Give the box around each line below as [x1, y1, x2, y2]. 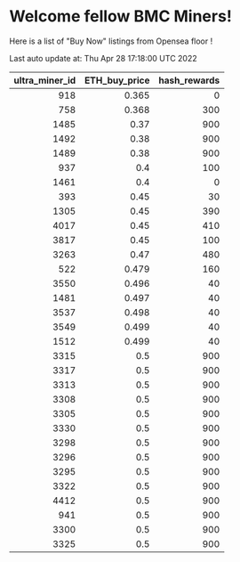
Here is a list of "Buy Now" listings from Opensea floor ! [9, 36, 213, 46]
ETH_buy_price [84, 74, 150, 86]
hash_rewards [158, 74, 220, 86]
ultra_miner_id [13, 74, 76, 86]
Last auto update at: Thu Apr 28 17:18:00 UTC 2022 [9, 53, 197, 63]
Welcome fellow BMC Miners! [9, 6, 233, 27]
